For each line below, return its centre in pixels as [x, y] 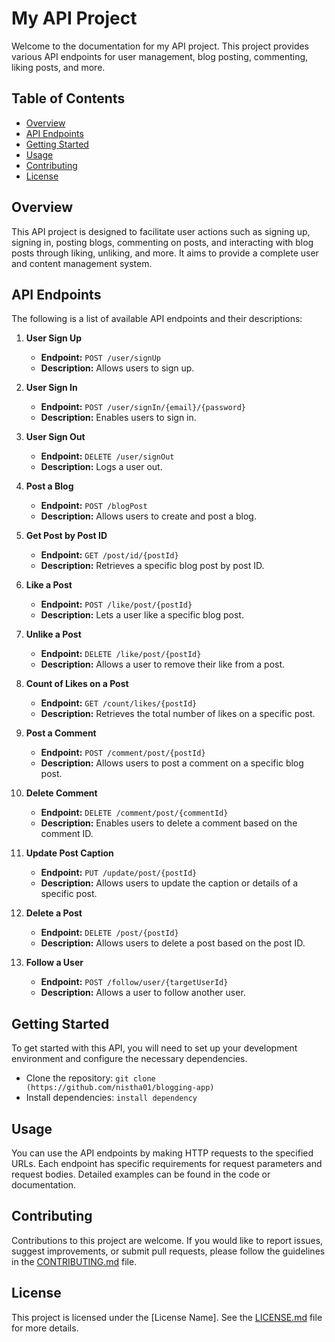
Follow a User [54, 963]
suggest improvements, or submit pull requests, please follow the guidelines [168, 1251]
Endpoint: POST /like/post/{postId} [116, 604]
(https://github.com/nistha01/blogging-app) [120, 1088]
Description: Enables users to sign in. [118, 418]
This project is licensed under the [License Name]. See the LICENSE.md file [167, 1317]
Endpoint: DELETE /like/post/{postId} [121, 654]
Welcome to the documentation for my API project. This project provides [160, 46]
